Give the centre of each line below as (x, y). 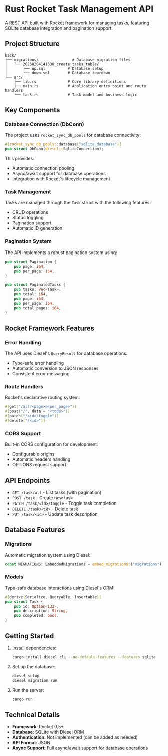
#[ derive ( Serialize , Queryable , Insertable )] (53, 597)
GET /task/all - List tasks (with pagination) (57, 492)
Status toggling (28, 218)
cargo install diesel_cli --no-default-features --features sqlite (84, 657)
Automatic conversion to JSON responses (55, 368)
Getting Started (30, 636)
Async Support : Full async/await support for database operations (80, 748)
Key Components (33, 110)
